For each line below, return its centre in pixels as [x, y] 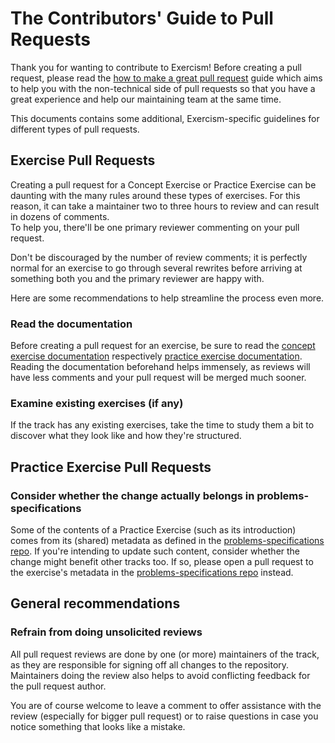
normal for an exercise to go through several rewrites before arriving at [156, 268]
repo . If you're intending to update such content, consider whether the [155, 551]
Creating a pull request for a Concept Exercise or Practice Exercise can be [163, 184]
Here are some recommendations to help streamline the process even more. [167, 298]
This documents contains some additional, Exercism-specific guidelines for [165, 118]
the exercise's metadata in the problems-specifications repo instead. [152, 573]
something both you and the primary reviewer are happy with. [137, 278]
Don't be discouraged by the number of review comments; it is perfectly [159, 257]
